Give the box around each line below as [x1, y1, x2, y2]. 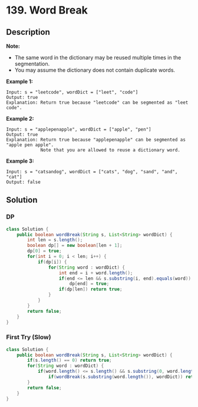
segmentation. [14, 60, 50, 67]
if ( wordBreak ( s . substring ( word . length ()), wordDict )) [48, 374, 183, 380]
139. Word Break [6, 4, 88, 17]
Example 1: [6, 78, 34, 85]
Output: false [6, 179, 41, 185]
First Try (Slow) [6, 333, 51, 342]
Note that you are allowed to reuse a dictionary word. [40, 147, 181, 153]
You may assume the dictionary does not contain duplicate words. [14, 67, 176, 74]
